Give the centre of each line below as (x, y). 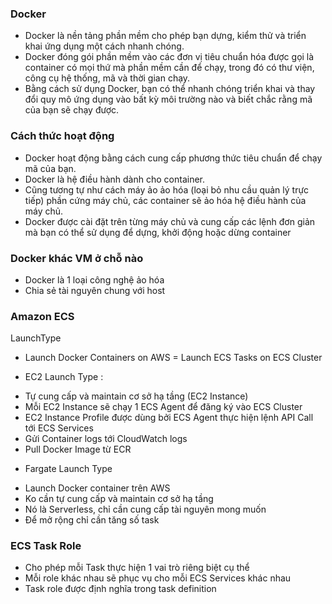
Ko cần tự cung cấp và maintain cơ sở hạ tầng (119, 499)
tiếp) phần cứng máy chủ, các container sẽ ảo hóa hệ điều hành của (165, 200)
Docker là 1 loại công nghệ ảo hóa (94, 279)
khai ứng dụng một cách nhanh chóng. (104, 46)
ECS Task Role (46, 546)
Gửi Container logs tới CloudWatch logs (106, 439)
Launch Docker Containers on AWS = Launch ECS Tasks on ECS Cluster (173, 358)
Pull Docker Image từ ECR (78, 449)
